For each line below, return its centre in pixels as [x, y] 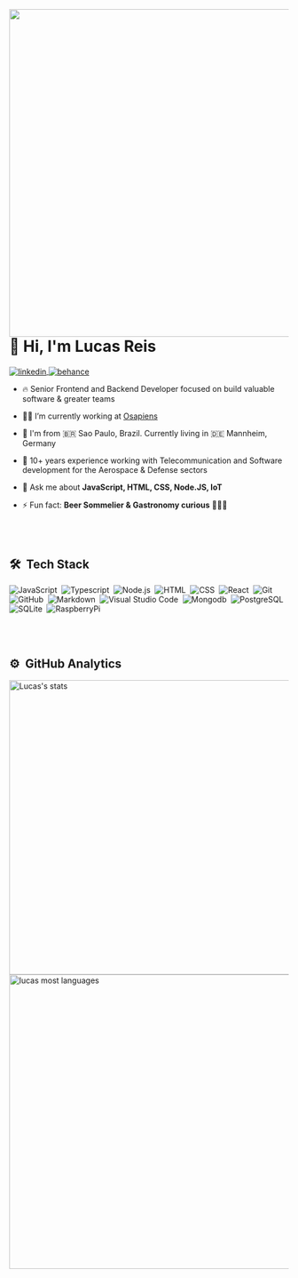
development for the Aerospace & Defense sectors [115, 470]
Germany [39, 443]
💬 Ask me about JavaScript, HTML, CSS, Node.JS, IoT [122, 487]
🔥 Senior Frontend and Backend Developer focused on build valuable [148, 389]
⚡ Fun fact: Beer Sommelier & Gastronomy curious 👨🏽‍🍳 [125, 505]
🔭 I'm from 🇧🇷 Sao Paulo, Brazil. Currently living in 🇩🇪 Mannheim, [145, 434]
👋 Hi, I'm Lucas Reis [83, 347]
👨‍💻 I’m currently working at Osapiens [90, 416]
